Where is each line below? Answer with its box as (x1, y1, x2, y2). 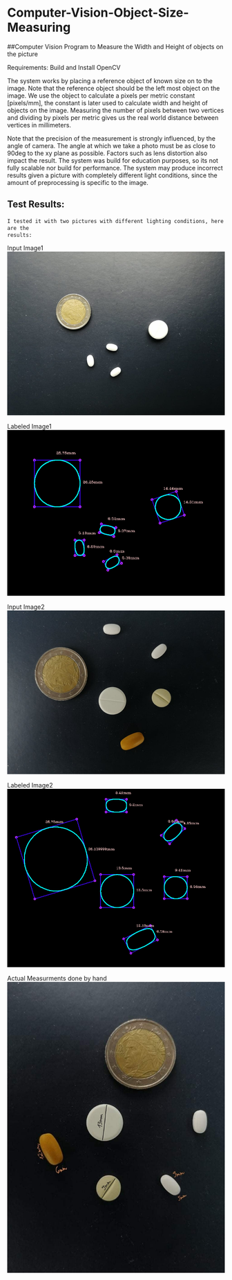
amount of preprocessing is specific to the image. (7, 178, 148, 186)
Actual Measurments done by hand (7, 975, 107, 983)
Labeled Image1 (7, 422, 52, 430)
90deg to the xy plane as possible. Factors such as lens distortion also (7, 149, 208, 157)
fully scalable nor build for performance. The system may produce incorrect (7, 163, 223, 172)
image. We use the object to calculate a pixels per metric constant (7, 91, 195, 100)
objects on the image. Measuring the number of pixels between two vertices (7, 106, 224, 114)
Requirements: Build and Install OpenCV (7, 63, 121, 71)
